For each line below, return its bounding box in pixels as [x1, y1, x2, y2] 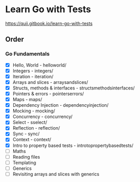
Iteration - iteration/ [12, 73, 54, 79]
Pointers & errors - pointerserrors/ [12, 90, 84, 97]
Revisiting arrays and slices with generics [12, 171, 100, 177]
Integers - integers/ [12, 68, 53, 74]
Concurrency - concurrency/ [12, 113, 73, 120]
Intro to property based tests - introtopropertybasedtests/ [12, 142, 133, 148]
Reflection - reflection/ [12, 125, 60, 131]
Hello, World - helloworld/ [12, 62, 67, 68]
